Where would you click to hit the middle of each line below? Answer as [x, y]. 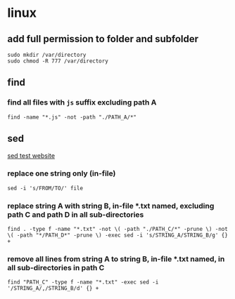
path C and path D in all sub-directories [76, 214]
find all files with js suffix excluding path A [82, 102]
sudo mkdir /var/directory [47, 55]
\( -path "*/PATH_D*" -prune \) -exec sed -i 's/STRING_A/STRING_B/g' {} [118, 235]
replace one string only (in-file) [62, 173]
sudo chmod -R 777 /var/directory [58, 61]
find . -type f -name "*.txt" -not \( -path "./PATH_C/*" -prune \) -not [118, 230]
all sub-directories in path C [56, 268]
